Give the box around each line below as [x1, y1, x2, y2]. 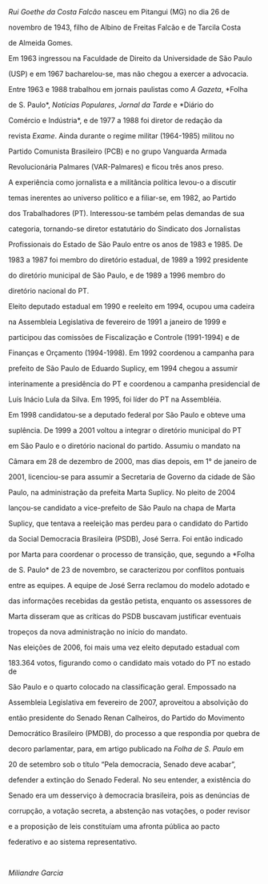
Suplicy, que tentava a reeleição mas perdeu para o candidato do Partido [8, 518, 249, 528]
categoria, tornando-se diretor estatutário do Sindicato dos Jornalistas [8, 224, 242, 234]
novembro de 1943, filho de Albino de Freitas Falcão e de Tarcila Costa [8, 22, 242, 32]
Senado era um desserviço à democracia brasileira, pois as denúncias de [8, 790, 250, 800]
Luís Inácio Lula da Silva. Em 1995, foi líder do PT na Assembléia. [8, 394, 222, 404]
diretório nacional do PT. [8, 286, 90, 295]
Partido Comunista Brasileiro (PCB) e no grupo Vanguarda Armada [8, 146, 227, 156]
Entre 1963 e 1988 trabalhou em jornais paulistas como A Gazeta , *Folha [8, 85, 248, 94]
